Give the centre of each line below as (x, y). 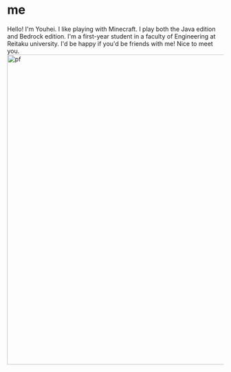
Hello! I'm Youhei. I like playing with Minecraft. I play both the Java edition (111, 29)
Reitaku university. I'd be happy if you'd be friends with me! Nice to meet (110, 43)
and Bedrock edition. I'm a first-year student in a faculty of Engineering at (111, 36)
